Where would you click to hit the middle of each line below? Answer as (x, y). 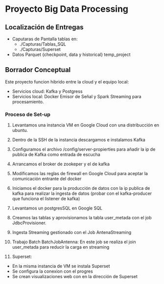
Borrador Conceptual (38, 70)
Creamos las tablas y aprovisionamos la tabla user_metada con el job (82, 218)
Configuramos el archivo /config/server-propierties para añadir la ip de (84, 149)
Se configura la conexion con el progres (52, 271)
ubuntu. (20, 130)
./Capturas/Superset (40, 49)
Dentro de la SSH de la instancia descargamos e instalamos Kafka (79, 140)
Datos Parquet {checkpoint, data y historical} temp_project (71, 54)
